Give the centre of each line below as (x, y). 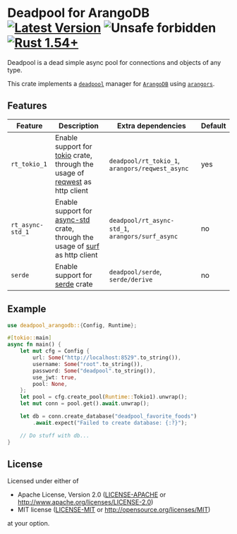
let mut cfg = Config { (55, 351)
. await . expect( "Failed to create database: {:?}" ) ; (110, 423)
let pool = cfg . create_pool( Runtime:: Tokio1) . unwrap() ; (104, 397)
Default (213, 126)
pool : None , (50, 384)
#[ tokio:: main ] (30, 338)
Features (27, 106)
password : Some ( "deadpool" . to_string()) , (95, 371)
